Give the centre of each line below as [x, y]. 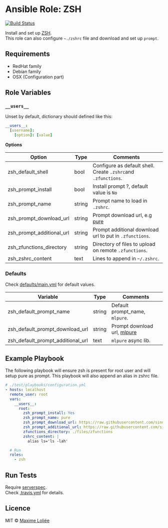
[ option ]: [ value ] [33, 135]
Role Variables [28, 93]
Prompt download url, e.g [122, 216]
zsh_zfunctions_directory [37, 247]
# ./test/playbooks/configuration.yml [45, 385]
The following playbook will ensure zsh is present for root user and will [78, 371]
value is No [105, 193]
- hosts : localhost [25, 390]
